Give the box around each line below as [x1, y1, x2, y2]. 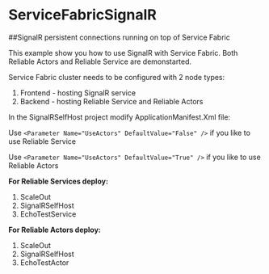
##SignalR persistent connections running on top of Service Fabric [8, 32, 230, 42]
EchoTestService [19, 209, 77, 219]
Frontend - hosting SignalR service [19, 87, 136, 98]
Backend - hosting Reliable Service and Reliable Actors [19, 96, 204, 106]
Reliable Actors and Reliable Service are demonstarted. [8, 57, 192, 66]
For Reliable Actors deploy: [8, 225, 101, 234]
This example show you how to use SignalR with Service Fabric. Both [8, 48, 238, 57]
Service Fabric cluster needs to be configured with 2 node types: [8, 72, 225, 82]
